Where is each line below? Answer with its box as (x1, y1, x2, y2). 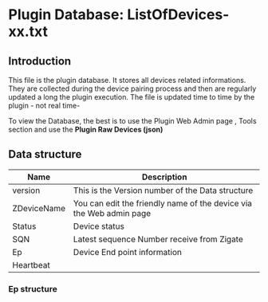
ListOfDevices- (127, 6, 230, 24)
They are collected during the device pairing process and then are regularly (8, 84, 257, 93)
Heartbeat (12, 259, 50, 270)
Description (141, 171, 187, 182)
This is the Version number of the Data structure (73, 185, 254, 196)
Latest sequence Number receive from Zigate (73, 233, 243, 245)
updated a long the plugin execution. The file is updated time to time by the (8, 92, 255, 101)
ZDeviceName (12, 202, 66, 214)
